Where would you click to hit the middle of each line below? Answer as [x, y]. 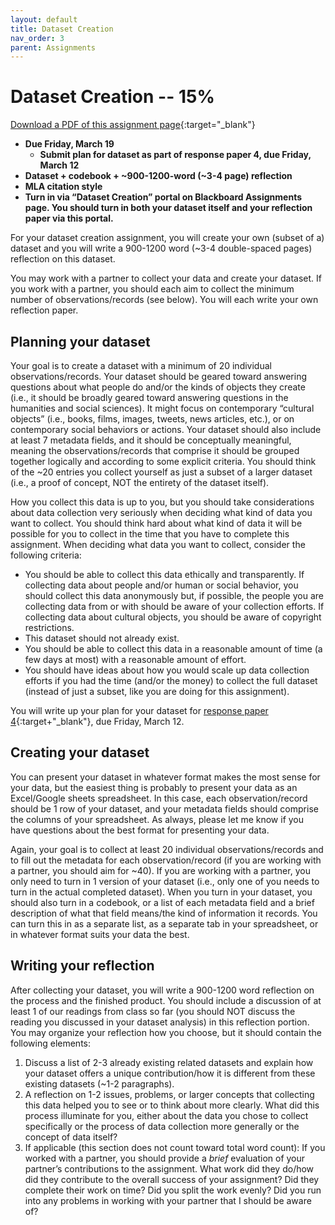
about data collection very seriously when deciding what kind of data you [161, 512]
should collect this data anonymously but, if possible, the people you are [174, 595]
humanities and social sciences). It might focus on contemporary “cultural [162, 408]
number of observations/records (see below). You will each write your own [164, 300]
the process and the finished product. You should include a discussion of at [166, 1000]
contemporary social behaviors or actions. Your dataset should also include [166, 429]
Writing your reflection [82, 966]
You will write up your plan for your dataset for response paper [139, 710]
